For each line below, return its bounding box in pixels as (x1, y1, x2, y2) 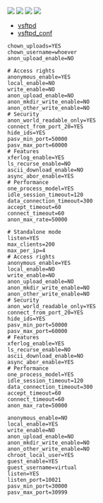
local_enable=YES (7, 421, 59, 428)
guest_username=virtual (7, 464, 78, 471)
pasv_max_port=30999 (7, 489, 68, 496)
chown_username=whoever (7, 49, 78, 56)
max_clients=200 (7, 241, 55, 248)
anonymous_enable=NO (7, 414, 68, 422)
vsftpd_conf (17, 29, 53, 37)
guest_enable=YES (7, 458, 59, 465)
